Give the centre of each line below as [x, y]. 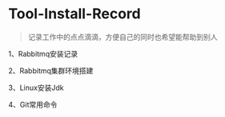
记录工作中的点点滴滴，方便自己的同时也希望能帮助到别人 [123, 37]
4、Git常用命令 [33, 104]
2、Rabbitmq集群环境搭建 [51, 70]
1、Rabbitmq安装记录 [43, 53]
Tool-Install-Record [75, 14]
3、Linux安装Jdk [36, 88]
